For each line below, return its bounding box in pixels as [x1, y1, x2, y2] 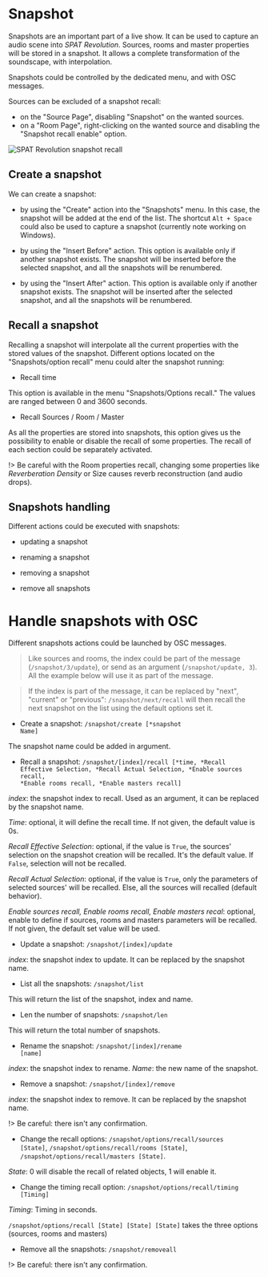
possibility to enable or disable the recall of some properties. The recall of [8, 436, 252, 446]
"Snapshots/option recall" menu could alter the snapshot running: [8, 357, 225, 366]
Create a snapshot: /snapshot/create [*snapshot [19, 719, 182, 729]
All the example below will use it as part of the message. [27, 671, 214, 681]
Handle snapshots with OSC [8, 612, 198, 630]
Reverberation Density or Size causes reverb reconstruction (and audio [8, 468, 243, 478]
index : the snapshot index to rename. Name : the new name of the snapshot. [8, 1064, 258, 1073]
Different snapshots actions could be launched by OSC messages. [8, 638, 226, 648]
